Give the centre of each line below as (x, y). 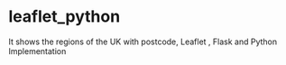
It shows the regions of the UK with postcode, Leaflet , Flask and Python (143, 42)
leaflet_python (65, 17)
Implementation (37, 51)
